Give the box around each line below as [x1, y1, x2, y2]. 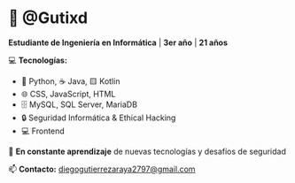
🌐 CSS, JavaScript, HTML [20, 88, 116, 99]
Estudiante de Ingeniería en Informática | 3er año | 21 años [8, 37, 228, 48]
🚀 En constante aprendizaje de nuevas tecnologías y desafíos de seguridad [8, 146, 287, 156]
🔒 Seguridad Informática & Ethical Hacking [20, 112, 176, 123]
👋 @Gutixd [8, 8, 89, 28]
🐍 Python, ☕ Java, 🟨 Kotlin [20, 75, 120, 87]
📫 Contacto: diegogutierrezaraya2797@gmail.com [8, 164, 196, 174]
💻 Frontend [20, 126, 66, 136]
